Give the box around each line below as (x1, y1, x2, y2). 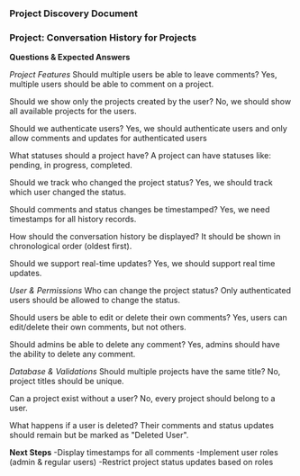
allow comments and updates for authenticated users (9, 133, 207, 144)
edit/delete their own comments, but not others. (9, 322, 186, 333)
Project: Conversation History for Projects (9, 31, 196, 43)
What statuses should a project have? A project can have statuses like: (9, 150, 272, 161)
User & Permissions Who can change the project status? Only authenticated (9, 285, 291, 296)
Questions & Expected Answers (9, 52, 131, 63)
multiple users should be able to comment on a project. (9, 79, 214, 90)
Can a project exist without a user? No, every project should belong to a (9, 393, 276, 404)
